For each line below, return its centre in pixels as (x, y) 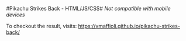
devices (15, 15)
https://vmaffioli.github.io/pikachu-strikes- (129, 26)
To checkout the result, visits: (42, 26)
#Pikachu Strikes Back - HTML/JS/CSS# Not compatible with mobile (88, 8)
